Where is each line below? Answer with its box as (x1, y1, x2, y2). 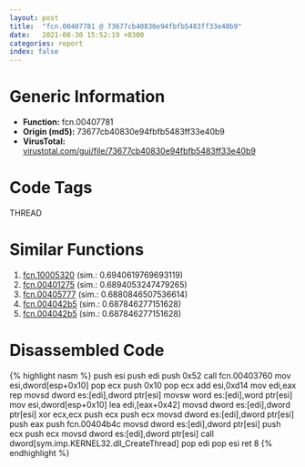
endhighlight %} (9, 447, 70, 458)
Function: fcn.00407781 (22, 117, 114, 127)
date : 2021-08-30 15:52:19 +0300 (9, 30, 145, 39)
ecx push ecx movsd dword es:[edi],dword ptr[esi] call (9, 428, 214, 439)
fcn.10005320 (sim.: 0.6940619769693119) (22, 269, 184, 280)
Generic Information (9, 86, 166, 107)
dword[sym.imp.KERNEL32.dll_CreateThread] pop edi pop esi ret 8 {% (9, 438, 273, 449)
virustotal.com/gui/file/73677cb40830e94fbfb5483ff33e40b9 (22, 146, 257, 157)
